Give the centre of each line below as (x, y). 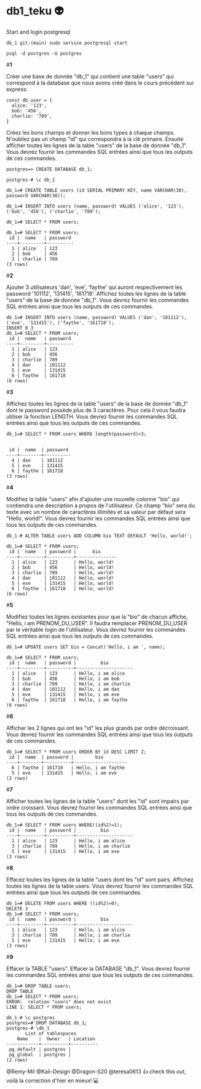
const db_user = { (29, 100)
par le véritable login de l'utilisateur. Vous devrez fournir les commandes (96, 629)
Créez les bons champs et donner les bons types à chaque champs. (91, 132)
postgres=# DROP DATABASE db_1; (47, 1023)
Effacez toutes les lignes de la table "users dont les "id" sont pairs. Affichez (100, 879)
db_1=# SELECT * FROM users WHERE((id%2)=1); (64, 825)
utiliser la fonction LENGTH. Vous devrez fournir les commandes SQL (92, 416)
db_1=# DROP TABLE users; (39, 986)
